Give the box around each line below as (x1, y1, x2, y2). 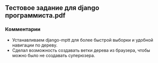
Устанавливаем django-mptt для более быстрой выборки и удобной (12, 37, 153, 43)
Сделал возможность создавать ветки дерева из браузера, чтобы (12, 47, 151, 53)
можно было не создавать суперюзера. (12, 52, 95, 58)
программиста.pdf (5, 12, 66, 20)
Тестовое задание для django (5, 4, 100, 12)
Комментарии (5, 26, 40, 33)
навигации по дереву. (12, 42, 57, 48)
